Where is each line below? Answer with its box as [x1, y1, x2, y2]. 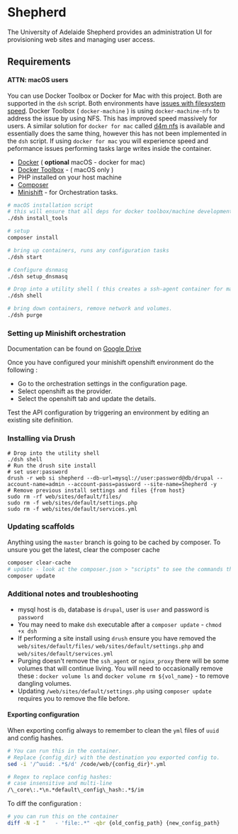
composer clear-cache [7, 559, 72, 566]
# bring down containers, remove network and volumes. [7, 305, 173, 312]
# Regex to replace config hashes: [7, 773, 113, 780]
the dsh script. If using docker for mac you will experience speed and [7, 136, 209, 145]
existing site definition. [7, 416, 73, 424]
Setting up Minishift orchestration [7, 328, 126, 338]
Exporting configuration [7, 710, 80, 719]
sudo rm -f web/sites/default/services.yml [7, 505, 138, 512]
